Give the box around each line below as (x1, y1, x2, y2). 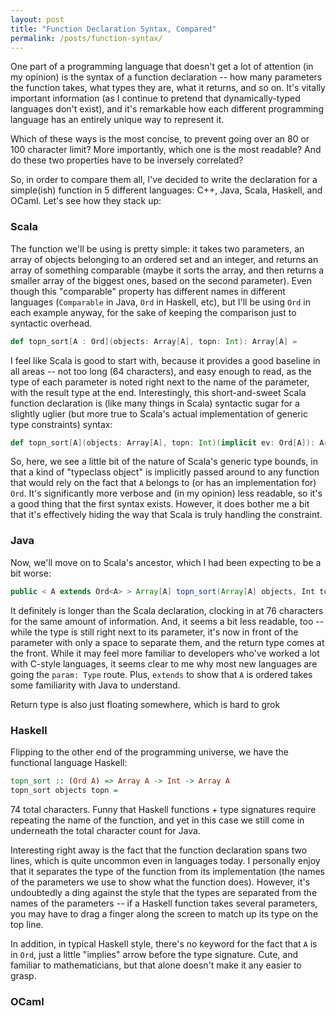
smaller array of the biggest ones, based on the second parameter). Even (10, 274, 313, 286)
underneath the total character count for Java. (10, 824, 201, 836)
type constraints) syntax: (10, 418, 113, 430)
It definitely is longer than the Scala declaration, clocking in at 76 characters (10, 604, 324, 616)
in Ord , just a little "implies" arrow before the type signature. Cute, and (10, 948, 299, 960)
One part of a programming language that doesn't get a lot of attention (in (10, 61, 314, 73)
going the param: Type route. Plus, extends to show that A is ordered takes (10, 668, 313, 680)
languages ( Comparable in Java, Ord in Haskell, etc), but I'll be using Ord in (10, 296, 312, 308)
